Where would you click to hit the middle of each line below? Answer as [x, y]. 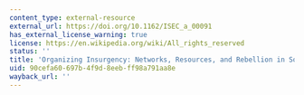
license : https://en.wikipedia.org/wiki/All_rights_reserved [127, 43]
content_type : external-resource [72, 18]
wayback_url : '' [40, 77]
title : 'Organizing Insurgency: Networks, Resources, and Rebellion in [147, 60]
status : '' [30, 52]
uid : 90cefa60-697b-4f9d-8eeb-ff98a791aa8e [93, 69]
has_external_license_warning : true [78, 34]
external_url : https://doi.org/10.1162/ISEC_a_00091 [111, 26]
